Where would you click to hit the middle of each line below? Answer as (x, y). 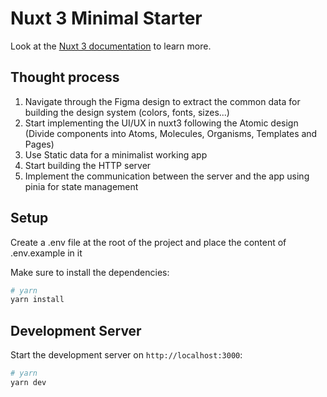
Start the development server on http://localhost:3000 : (126, 355)
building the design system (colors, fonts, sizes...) (127, 112)
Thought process (65, 77)
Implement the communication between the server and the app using (167, 176)
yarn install (37, 300)
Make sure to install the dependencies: (90, 272)
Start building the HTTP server (88, 165)
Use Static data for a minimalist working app (116, 154)
